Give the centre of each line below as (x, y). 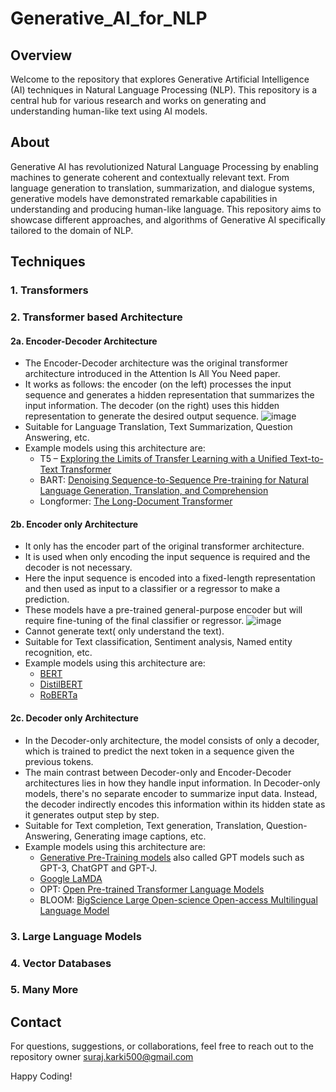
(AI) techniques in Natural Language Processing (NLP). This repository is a (164, 90)
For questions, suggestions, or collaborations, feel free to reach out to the (162, 1046)
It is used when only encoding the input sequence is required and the (167, 557)
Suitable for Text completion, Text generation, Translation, (144, 825)
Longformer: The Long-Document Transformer (136, 501)
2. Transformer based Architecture (96, 317)
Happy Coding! (41, 1076)
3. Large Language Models (76, 936)
